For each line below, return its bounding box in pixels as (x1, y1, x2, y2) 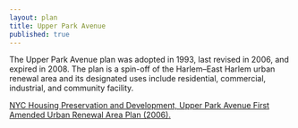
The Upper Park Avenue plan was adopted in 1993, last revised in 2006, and (9, 55, 289, 65)
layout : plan (9, 13, 58, 22)
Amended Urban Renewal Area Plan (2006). (9, 109, 172, 121)
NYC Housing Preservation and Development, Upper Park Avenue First (9, 100, 270, 111)
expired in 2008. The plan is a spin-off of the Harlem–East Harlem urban (9, 64, 276, 74)
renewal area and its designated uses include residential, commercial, (9, 73, 267, 84)
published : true (9, 30, 70, 38)
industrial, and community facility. (9, 82, 134, 94)
